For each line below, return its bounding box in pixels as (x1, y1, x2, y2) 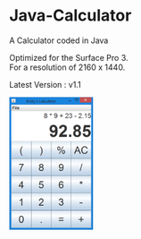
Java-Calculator (9, 5, 132, 26)
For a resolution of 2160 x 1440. (9, 62, 126, 73)
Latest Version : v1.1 (9, 79, 82, 90)
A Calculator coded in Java (9, 35, 109, 46)
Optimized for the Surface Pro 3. (9, 52, 129, 63)
